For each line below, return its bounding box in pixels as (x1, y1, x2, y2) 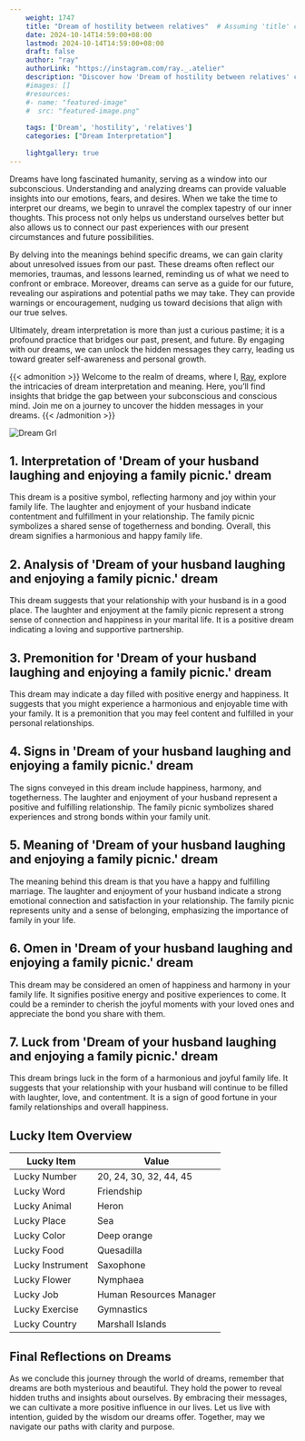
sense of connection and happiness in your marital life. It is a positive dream (9, 614, 294, 625)
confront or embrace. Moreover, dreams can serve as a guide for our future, (9, 278, 294, 289)
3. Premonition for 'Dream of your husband (9, 651, 257, 666)
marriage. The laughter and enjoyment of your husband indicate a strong (9, 885, 281, 896)
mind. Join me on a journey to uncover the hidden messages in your (9, 400, 264, 411)
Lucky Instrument (14, 1259, 89, 1272)
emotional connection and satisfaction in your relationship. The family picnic (9, 895, 295, 906)
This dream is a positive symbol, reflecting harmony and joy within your (9, 492, 277, 502)
